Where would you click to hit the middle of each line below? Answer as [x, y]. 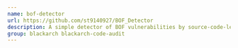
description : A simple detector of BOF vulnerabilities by [96, 27]
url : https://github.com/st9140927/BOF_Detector [80, 20]
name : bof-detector [36, 14]
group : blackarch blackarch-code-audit [66, 34]
